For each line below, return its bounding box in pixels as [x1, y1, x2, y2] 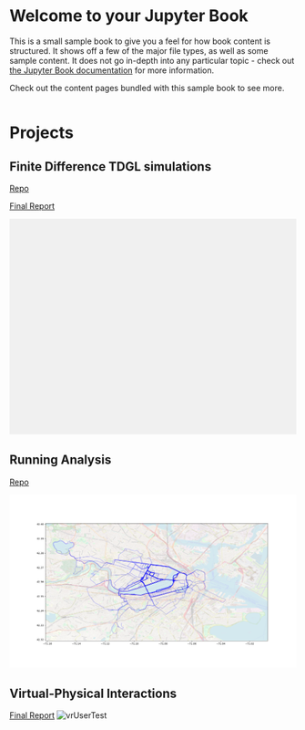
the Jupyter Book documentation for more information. [9, 65, 215, 76]
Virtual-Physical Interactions [9, 685, 178, 701]
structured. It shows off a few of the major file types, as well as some [9, 45, 269, 56]
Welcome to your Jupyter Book [9, 5, 249, 26]
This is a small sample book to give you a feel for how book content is [9, 36, 271, 47]
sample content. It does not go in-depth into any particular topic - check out [9, 55, 295, 66]
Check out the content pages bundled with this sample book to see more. [9, 82, 285, 93]
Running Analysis [9, 453, 112, 468]
